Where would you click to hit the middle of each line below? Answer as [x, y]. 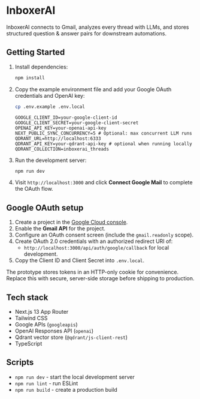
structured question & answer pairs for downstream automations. [87, 33]
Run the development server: [51, 160]
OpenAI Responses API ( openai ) [54, 331]
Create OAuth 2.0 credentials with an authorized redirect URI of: [94, 241]
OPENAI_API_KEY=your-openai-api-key [60, 128]
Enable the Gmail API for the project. [60, 229]
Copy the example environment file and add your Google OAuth [93, 89]
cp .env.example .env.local [50, 106]
